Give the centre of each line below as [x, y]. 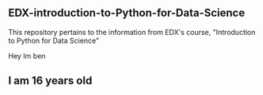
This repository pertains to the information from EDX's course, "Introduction [132, 32]
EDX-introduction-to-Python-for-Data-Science [127, 13]
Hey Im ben [27, 55]
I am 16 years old [50, 81]
